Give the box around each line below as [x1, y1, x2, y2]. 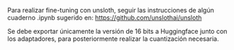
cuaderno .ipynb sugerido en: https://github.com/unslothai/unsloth [7, 13, 202, 22]
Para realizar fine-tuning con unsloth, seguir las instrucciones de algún [7, 6, 214, 14]
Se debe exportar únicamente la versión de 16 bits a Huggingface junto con [7, 27, 228, 35]
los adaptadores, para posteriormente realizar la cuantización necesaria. [7, 35, 220, 43]
